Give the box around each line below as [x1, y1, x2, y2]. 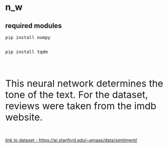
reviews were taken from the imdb [5, 100, 157, 111]
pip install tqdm [5, 49, 48, 54]
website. [5, 111, 43, 123]
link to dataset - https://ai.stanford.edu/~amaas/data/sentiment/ [5, 137, 137, 143]
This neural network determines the [5, 77, 163, 89]
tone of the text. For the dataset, [5, 89, 148, 100]
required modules [5, 21, 62, 30]
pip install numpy [5, 34, 51, 40]
